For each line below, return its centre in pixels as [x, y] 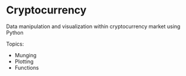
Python [15, 32]
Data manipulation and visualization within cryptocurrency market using [93, 26]
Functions [27, 67]
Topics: [15, 44]
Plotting [24, 61]
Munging [25, 55]
